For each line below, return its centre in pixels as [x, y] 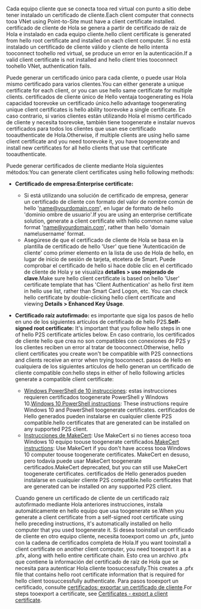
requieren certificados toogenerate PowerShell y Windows [96, 397]
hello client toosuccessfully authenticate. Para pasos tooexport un [97, 581]
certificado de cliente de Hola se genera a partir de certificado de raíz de [97, 28]
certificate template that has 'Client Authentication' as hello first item [109, 285]
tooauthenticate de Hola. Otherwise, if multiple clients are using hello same [98, 135]
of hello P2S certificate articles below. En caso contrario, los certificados [105, 334]
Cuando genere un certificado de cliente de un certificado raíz [92, 498]
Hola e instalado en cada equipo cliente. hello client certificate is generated [98, 34]
